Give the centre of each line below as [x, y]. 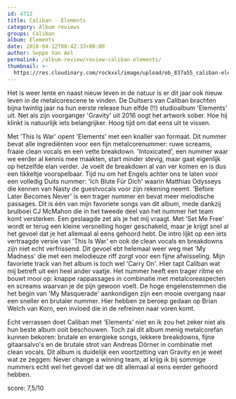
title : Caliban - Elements [47, 20]
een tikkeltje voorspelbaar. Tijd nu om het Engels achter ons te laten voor [113, 174]
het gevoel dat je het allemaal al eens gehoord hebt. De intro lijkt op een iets [117, 234]
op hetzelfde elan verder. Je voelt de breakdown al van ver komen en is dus [117, 166]
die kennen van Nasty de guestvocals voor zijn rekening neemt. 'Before [111, 189]
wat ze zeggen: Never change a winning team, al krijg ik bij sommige [106, 359]
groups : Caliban [31, 33]
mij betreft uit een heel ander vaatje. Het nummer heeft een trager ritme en [115, 271]
